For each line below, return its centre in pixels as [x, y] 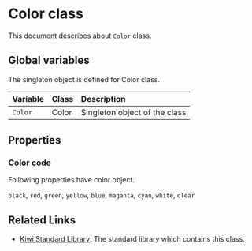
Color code [30, 163]
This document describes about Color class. [80, 36]
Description [103, 99]
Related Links [42, 220]
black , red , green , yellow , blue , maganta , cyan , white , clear [102, 195]
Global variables [49, 60]
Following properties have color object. [72, 180]
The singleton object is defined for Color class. [84, 79]
